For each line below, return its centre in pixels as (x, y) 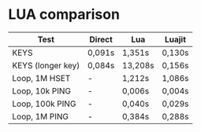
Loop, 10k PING (41, 90)
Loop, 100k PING (44, 104)
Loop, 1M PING (41, 116)
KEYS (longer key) (46, 65)
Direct (101, 39)
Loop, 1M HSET (41, 78)
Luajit (175, 39)
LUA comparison (64, 15)
